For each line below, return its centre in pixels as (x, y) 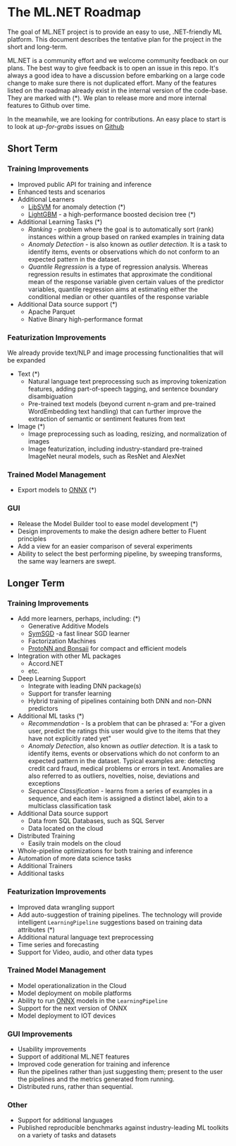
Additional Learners (46, 199)
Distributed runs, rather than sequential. (75, 1087)
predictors (43, 709)
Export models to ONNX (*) (57, 490)
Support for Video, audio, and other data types (85, 952)
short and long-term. (38, 47)
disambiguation (50, 396)
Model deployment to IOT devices (67, 1016)
